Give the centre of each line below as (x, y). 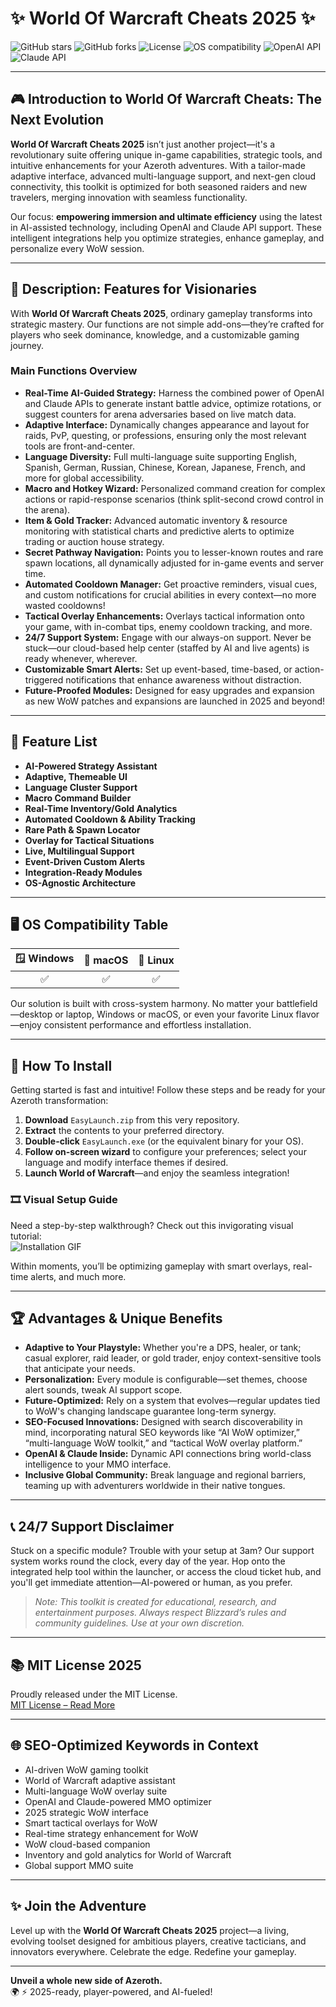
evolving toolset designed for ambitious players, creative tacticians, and (158, 1941)
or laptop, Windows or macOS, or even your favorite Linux (174, 1014)
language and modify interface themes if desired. (126, 1163)
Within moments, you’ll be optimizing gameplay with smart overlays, (150, 1266)
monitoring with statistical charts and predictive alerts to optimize (159, 531)
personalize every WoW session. (77, 248)
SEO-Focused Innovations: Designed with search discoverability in (163, 1422)
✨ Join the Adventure (78, 1906)
